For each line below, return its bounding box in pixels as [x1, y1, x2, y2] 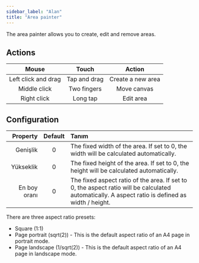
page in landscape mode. [14, 250, 77, 258]
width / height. [70, 198, 111, 207]
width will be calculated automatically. [70, 149, 176, 158]
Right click [20, 94, 50, 102]
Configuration [6, 114, 59, 124]
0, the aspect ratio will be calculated [70, 184, 171, 192]
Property [12, 132, 38, 140]
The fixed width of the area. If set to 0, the [70, 142, 188, 150]
